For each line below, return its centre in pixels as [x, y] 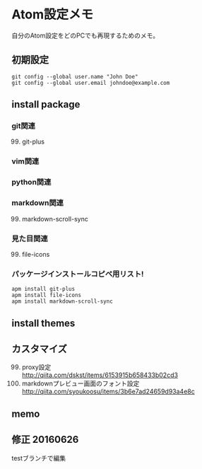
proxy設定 [36, 367]
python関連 [31, 183]
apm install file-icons [47, 295]
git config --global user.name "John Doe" [75, 76]
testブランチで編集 [39, 458]
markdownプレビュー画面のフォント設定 [81, 383]
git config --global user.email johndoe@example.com [91, 83]
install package [46, 104]
